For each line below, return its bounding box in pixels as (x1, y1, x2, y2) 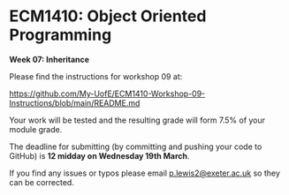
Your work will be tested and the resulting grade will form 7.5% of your (9, 115, 266, 125)
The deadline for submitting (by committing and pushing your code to (9, 141, 262, 152)
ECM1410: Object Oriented (9, 6, 207, 26)
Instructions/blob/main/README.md (9, 97, 141, 108)
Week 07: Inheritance (9, 54, 90, 64)
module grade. (9, 124, 63, 134)
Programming (9, 25, 112, 45)
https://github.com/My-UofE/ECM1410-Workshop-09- (9, 88, 206, 99)
